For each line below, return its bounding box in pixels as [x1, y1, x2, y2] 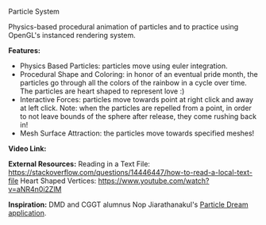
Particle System [8, 7, 60, 16]
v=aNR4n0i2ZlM [8, 185, 62, 193]
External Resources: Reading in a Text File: [8, 159, 151, 169]
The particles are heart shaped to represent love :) [19, 86, 185, 96]
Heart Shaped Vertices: [20, 176, 97, 185]
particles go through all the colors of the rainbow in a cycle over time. [19, 78, 248, 87]
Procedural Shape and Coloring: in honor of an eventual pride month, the [19, 70, 258, 78]
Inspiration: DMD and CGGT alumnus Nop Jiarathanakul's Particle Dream [8, 200, 249, 209]
